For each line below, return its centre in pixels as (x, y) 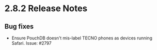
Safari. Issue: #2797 (31, 43)
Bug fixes (19, 26)
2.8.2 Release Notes (46, 8)
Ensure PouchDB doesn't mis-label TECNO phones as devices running (82, 38)
